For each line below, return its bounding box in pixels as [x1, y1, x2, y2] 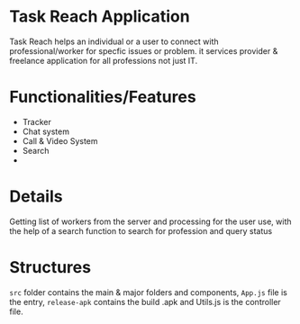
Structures [9, 257, 92, 277]
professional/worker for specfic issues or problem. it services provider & [9, 45, 278, 56]
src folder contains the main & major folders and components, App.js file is [9, 286, 288, 298]
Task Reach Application [9, 6, 191, 27]
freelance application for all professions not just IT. [9, 55, 198, 66]
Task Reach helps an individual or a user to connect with [9, 36, 219, 47]
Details [9, 186, 63, 207]
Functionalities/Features [9, 87, 196, 107]
